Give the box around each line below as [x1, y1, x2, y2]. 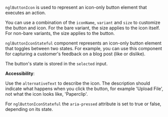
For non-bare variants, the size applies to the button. [5, 30, 115, 36]
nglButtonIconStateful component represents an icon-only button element [5, 40, 162, 46]
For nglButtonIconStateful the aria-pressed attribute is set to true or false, [5, 101, 161, 107]
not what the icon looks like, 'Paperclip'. [5, 91, 88, 97]
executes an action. [5, 10, 47, 16]
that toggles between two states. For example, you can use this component [5, 46, 162, 51]
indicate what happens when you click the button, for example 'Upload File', [5, 86, 163, 92]
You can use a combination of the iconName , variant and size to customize [5, 20, 160, 25]
